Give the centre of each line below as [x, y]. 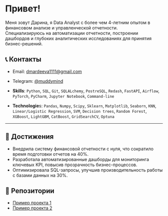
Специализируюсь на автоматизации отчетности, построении [72, 33]
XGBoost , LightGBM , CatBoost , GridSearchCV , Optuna [63, 116]
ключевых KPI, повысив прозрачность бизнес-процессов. [75, 165]
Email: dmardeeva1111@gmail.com [47, 71]
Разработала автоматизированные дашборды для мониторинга [80, 159]
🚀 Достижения [29, 137]
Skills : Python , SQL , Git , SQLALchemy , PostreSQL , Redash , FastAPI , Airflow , [86, 91]
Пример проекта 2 [32, 208]
